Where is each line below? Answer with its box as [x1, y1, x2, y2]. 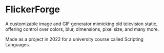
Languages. [5, 41, 30, 47]
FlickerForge [5, 4, 60, 15]
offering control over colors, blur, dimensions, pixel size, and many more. [5, 26, 159, 32]
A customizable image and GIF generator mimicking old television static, [5, 21, 158, 27]
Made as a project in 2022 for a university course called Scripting [5, 36, 143, 42]
